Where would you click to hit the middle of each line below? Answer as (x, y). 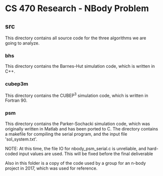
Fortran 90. (16, 100)
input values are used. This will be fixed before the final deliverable (86, 154)
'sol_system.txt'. (21, 139)
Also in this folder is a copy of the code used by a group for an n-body (75, 163)
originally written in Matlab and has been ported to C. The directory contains (81, 128)
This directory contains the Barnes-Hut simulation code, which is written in (80, 66)
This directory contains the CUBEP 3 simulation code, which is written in (77, 95)
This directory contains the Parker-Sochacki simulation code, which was (78, 124)
